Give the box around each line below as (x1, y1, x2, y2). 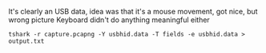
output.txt (8, 37, 45, 45)
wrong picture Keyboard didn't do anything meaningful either (8, 15, 210, 25)
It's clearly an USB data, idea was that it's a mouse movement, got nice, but (8, 7, 258, 16)
